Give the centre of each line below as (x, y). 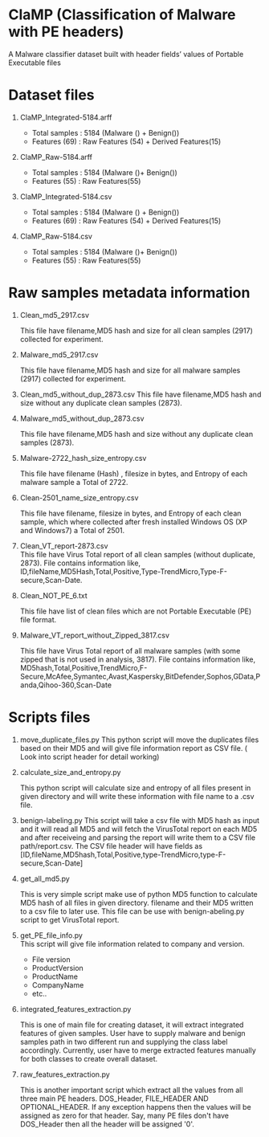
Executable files (35, 63)
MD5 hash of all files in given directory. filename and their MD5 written (137, 903)
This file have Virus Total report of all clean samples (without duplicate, (137, 554)
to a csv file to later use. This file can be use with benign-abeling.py (132, 911)
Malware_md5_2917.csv (59, 354)
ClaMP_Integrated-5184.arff (66, 117)
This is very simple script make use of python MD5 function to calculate (139, 894)
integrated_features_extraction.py (75, 1009)
